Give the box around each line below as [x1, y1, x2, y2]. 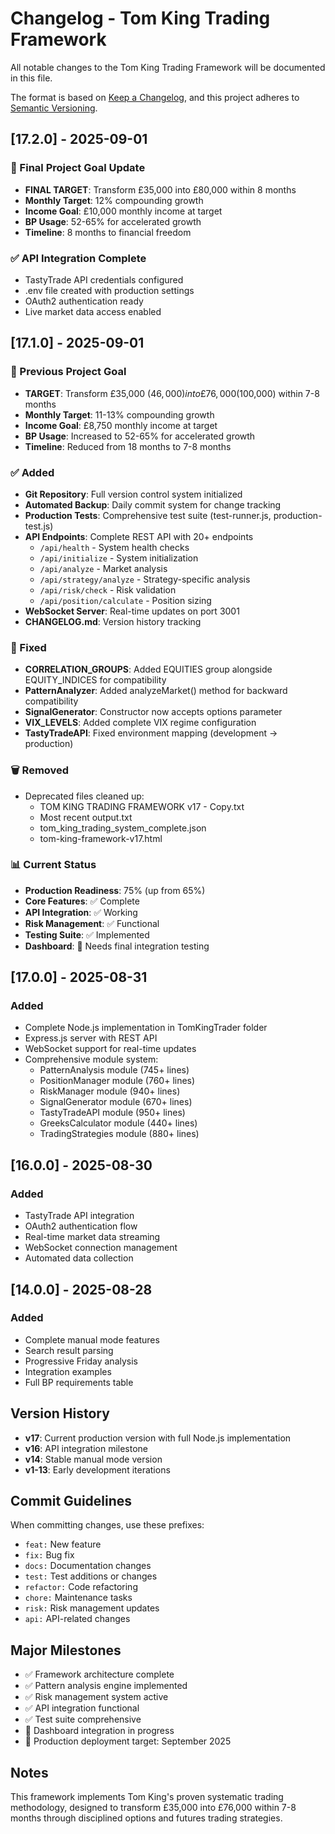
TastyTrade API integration [24, 1210, 135, 1222]
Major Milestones [10, 1642, 122, 1659]
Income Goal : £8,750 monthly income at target [24, 419, 218, 431]
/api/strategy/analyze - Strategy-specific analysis [39, 573, 251, 585]
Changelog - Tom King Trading [10, 7, 271, 30]
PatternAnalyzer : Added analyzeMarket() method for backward [24, 685, 288, 697]
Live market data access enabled [24, 305, 162, 317]
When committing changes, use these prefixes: [10, 1519, 205, 1531]
